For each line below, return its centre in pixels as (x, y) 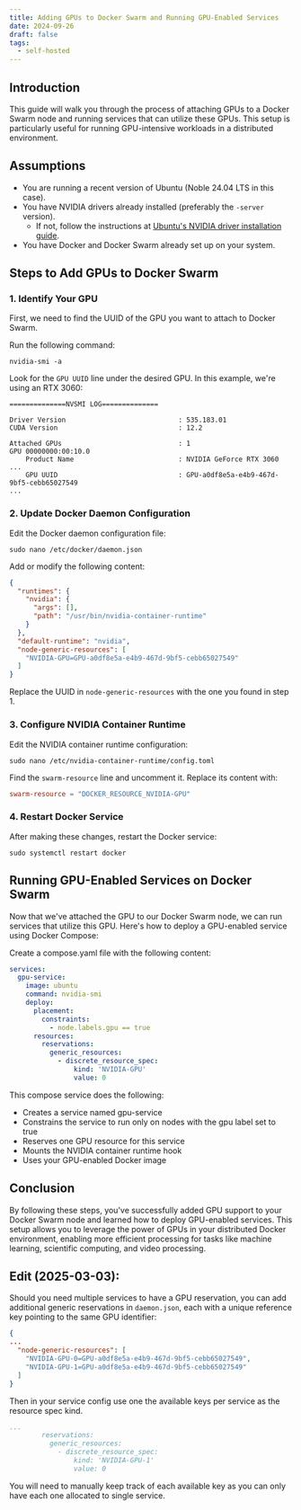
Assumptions (48, 166)
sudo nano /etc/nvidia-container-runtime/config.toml (112, 760)
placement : (53, 1011)
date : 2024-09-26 (42, 26)
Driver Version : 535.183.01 (118, 420)
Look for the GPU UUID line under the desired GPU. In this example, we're (142, 378)
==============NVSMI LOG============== (84, 404)
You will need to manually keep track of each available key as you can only (147, 1486)
